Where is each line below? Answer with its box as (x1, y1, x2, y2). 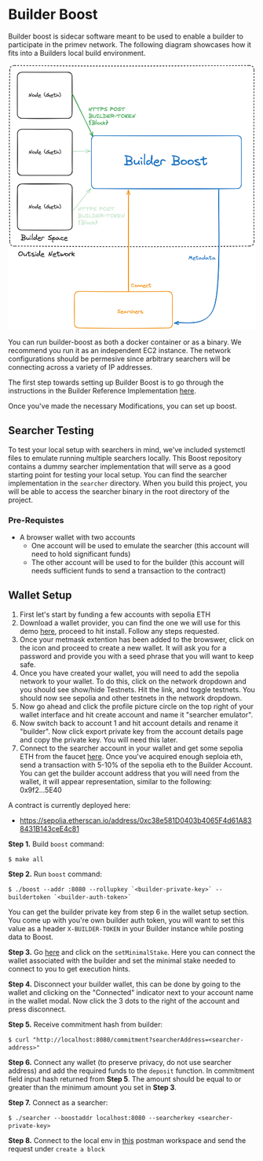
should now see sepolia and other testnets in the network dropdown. (19, 693, 243, 702)
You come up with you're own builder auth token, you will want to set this (8, 915, 245, 925)
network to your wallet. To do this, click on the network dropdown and (19, 676, 247, 686)
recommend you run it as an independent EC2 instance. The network (8, 345, 232, 355)
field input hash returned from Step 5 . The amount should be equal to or (8, 1074, 242, 1083)
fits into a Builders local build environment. (8, 48, 146, 57)
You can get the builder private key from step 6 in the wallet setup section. (8, 907, 250, 916)
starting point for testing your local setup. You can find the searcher (8, 470, 228, 479)
